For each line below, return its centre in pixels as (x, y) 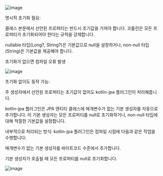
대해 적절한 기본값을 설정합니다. (35, 121)
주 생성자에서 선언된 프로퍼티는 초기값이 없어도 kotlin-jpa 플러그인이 (71, 92)
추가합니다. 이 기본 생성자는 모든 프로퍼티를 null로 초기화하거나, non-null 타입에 (81, 115)
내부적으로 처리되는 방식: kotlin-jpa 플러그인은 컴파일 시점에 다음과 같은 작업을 (80, 131)
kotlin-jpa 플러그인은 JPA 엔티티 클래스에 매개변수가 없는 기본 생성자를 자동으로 (82, 109)
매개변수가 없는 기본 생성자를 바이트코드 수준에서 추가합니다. (63, 148)
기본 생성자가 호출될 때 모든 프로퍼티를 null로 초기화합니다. (61, 158)
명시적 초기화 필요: (23, 18)
